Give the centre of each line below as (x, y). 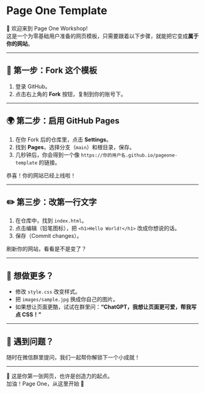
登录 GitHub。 (33, 86)
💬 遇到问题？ (30, 341)
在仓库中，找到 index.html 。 (51, 221)
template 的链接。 (38, 162)
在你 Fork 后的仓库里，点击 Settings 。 (63, 139)
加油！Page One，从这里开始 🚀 (45, 384)
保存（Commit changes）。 (49, 236)
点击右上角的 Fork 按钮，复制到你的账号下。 (71, 94)
